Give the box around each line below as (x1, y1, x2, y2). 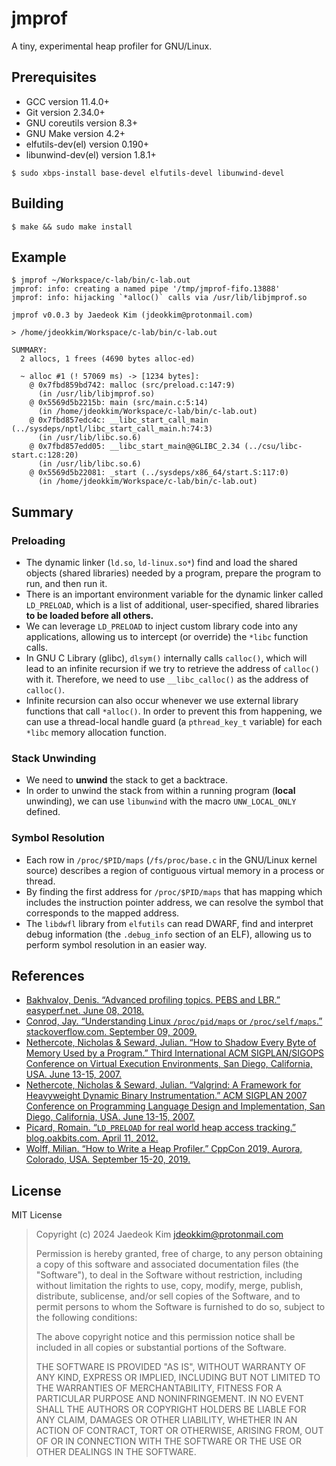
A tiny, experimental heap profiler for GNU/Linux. (11, 40, 213, 52)
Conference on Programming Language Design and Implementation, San (25, 1100, 326, 1112)
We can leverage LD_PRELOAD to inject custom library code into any (25, 620, 298, 632)
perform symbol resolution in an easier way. (25, 938, 208, 951)
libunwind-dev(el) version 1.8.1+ (25, 148, 157, 161)
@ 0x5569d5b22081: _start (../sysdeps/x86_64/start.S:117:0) (29, 468, 289, 478)
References (11, 968, 85, 985)
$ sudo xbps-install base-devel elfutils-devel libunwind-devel (11, 168, 285, 178)
